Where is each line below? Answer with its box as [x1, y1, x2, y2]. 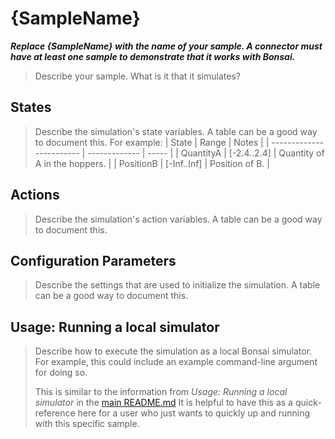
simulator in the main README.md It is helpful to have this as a [34, 397, 293, 409]
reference [34, 407, 76, 419]
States [10, 99, 52, 116]
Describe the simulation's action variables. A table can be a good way [34, 213, 323, 225]
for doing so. [34, 367, 88, 379]
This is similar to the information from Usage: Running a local [34, 386, 288, 398]
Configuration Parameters [10, 252, 177, 269]
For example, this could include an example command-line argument [34, 356, 318, 368]
